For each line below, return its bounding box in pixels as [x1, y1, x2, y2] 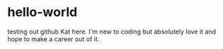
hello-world [7, 4, 78, 20]
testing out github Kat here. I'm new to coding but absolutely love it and [7, 27, 217, 36]
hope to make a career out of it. [7, 34, 99, 43]
